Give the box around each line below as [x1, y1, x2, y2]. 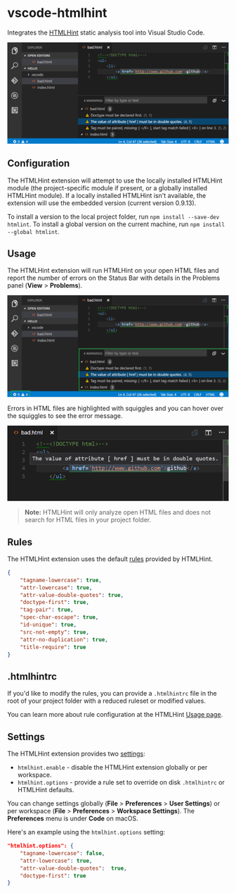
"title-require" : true [20, 643, 86, 651]
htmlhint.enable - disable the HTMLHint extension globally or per [17, 763, 208, 772]
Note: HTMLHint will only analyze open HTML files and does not [24, 508, 211, 517]
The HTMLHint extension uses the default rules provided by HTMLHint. [7, 555, 213, 563]
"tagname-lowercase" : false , [20, 849, 105, 857]
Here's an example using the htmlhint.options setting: [7, 828, 166, 837]
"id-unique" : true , [20, 622, 77, 629]
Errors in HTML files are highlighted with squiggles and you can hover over [7, 404, 224, 412]
